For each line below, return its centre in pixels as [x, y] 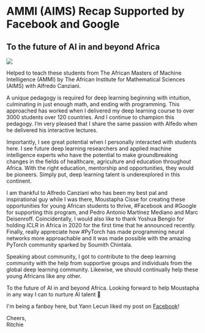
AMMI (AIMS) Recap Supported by [95, 11]
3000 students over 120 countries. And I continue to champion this [90, 117]
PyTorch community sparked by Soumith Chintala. [69, 245]
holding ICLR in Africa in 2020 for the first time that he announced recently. [101, 225]
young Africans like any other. [44, 276]
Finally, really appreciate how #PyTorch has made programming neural [95, 232]
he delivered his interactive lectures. [52, 130]
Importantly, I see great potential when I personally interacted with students [102, 142]
